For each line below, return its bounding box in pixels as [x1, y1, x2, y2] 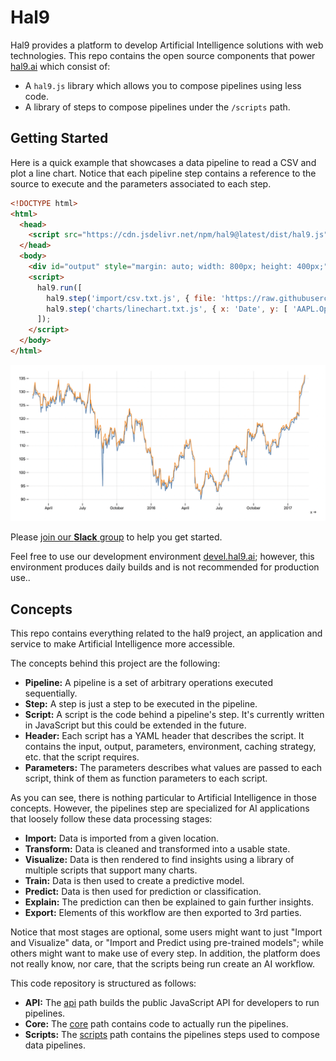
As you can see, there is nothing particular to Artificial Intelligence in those [10, 792, 317, 804]
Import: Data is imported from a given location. [24, 832, 220, 845]
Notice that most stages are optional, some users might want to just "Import [10, 926, 323, 938]
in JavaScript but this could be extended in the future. [24, 719, 247, 731]
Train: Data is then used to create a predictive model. [24, 875, 245, 887]
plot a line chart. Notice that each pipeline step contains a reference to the [10, 167, 317, 179]
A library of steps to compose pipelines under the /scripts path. [24, 101, 291, 113]
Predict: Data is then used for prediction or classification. [24, 886, 262, 898]
